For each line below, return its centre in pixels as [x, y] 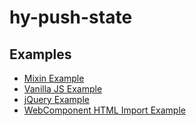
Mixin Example [54, 78]
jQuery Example [56, 99]
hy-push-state [71, 17]
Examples [40, 54]
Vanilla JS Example [63, 89]
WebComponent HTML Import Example [104, 110]
